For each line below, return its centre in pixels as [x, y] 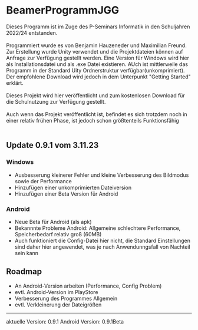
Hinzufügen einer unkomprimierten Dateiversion [73, 187]
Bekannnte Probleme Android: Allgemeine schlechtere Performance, [98, 228]
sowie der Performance [43, 181]
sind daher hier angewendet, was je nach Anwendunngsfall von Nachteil [102, 247]
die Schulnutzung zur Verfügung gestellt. [56, 101]
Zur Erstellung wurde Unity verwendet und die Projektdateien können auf [95, 51]
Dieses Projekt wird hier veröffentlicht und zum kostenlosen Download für [96, 95]
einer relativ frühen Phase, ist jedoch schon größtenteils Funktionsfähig [93, 120]
